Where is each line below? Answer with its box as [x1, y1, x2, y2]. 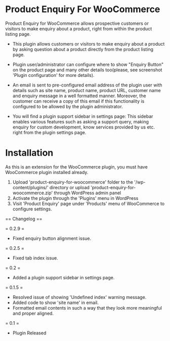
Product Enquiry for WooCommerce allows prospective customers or [5, 20, 149, 26]
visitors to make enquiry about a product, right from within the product [5, 25, 152, 31]
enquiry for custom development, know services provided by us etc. [12, 124, 155, 130]
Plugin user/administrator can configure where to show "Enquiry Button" [12, 61, 164, 67]
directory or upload [50, 184, 90, 190]
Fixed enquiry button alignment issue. [12, 235, 92, 241]
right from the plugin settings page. [12, 129, 87, 135]
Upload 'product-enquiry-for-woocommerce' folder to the [12, 179, 133, 185]
